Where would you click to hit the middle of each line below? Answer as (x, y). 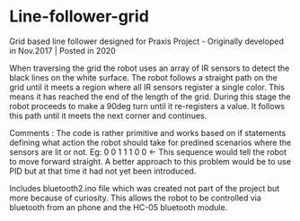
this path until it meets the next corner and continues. (108, 115)
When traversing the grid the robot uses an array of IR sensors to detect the (150, 68)
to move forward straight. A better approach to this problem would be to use (150, 161)
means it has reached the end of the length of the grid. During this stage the (150, 97)
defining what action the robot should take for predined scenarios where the (150, 142)
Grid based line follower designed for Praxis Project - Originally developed (147, 41)
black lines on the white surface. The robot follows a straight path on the (144, 77)
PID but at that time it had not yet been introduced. (103, 171)
